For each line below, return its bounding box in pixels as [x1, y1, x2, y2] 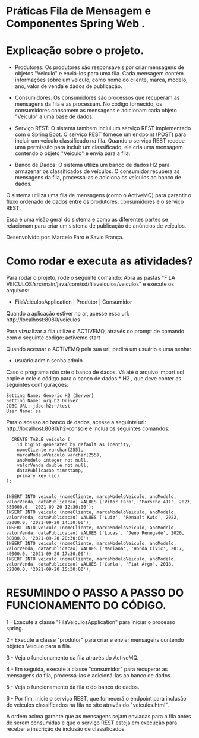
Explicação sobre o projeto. [6, 44, 144, 58]
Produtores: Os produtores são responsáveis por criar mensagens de [14, 64, 184, 71]
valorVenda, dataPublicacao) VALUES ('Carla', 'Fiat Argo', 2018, [6, 562, 174, 567]
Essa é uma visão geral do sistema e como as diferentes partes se [6, 216, 168, 223]
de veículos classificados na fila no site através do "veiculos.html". [6, 701, 169, 708]
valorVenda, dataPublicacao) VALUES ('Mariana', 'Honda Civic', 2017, [6, 545, 185, 552]
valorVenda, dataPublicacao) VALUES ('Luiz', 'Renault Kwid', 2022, [6, 515, 179, 521]
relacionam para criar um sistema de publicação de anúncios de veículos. [6, 222, 187, 229]
